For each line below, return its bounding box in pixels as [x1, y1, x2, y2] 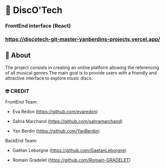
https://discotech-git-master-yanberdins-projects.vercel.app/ [5, 36, 161, 43]
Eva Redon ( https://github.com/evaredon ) [12, 108, 98, 114]
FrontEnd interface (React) [5, 22, 71, 29]
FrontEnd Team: [5, 99, 38, 105]
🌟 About [5, 51, 31, 59]
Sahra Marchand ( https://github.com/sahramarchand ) [12, 118, 123, 124]
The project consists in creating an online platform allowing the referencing [5, 64, 160, 70]
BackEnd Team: [5, 137, 37, 144]
